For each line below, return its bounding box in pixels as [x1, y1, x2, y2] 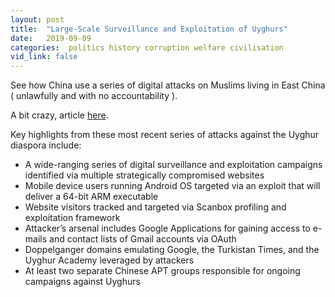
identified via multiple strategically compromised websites [24, 169, 265, 181]
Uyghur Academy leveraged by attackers [24, 254, 195, 266]
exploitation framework [24, 212, 121, 224]
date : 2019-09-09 [10, 33, 92, 43]
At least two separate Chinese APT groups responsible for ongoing [24, 265, 301, 277]
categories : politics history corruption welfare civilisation [10, 42, 284, 53]
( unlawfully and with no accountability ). [10, 90, 178, 102]
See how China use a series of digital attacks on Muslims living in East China [10, 79, 326, 91]
